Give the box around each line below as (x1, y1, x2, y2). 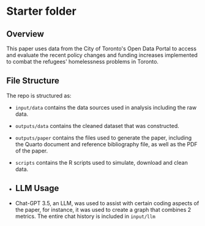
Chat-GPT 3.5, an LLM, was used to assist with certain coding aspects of (15, 199, 199, 206)
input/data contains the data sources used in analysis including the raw (15, 104, 197, 111)
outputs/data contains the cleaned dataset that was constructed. (15, 122, 179, 129)
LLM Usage (15, 183, 59, 194)
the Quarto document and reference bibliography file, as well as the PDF (15, 140, 198, 148)
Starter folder (6, 4, 76, 18)
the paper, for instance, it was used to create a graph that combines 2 (15, 206, 192, 213)
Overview (6, 29, 45, 39)
